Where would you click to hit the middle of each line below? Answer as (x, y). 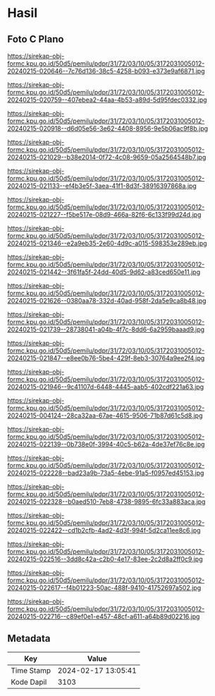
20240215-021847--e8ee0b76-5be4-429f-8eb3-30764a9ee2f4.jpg (106, 358)
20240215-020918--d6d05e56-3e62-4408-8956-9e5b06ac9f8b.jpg (108, 128)
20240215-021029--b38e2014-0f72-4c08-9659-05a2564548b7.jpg (107, 157)
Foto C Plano (36, 39)
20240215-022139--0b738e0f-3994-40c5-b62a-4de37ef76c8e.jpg (106, 444)
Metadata (29, 638)
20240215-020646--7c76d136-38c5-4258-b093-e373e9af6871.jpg (106, 71)
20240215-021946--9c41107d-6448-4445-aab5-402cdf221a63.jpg (106, 387)
